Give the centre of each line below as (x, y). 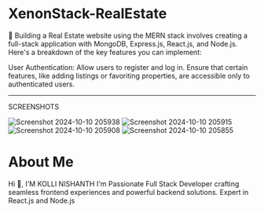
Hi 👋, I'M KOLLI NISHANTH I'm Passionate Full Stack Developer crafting (124, 184)
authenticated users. (42, 84)
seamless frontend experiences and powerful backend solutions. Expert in (128, 192)
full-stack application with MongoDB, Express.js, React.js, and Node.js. (123, 43)
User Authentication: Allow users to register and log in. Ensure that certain (128, 67)
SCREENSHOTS (34, 106)
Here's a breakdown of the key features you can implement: (105, 52)
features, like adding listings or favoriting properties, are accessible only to (129, 75)
